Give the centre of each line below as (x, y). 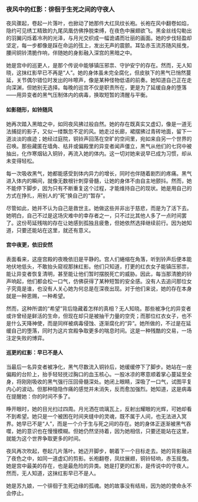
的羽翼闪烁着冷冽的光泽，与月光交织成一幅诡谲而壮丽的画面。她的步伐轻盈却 (99, 38)
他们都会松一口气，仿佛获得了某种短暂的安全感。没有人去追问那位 (106, 281)
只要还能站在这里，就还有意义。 (55, 230)
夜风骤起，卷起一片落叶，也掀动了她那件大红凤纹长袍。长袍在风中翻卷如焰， (99, 23)
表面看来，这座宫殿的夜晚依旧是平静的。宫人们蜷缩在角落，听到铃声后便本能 (99, 259)
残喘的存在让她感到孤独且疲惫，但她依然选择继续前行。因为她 (112, 223)
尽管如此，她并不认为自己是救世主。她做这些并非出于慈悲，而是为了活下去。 (99, 208)
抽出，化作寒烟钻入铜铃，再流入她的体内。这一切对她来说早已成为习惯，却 (96, 153)
